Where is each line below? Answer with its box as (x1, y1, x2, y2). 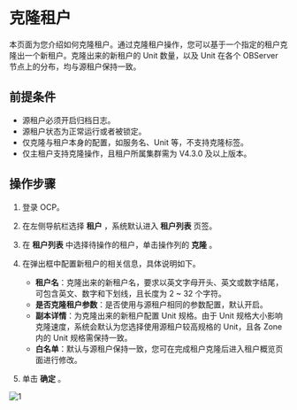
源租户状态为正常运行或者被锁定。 (21, 126, 147, 136)
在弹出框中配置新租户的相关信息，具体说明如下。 (21, 258, 201, 268)
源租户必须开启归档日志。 (21, 114, 116, 125)
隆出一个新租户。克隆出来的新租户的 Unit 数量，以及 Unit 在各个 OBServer (9, 50, 278, 60)
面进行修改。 (34, 354, 82, 365)
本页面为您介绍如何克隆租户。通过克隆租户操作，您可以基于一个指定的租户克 (9, 39, 288, 50)
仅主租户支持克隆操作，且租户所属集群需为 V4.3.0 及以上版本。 (21, 148, 252, 159)
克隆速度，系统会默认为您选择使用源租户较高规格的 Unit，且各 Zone (34, 321, 283, 332)
